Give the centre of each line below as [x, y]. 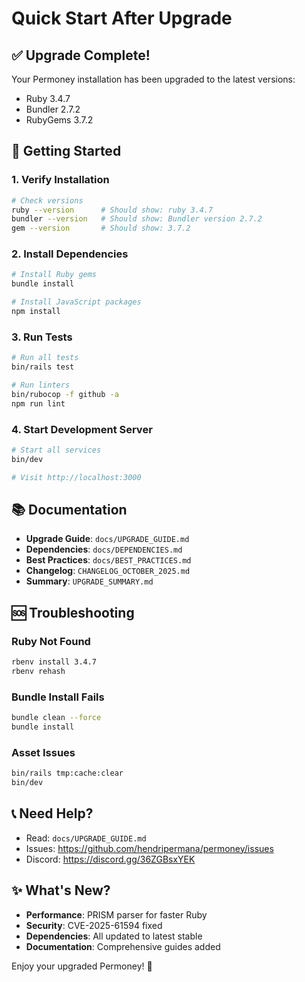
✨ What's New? [61, 890]
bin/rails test [43, 367]
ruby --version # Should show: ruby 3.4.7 [112, 210]
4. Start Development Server [82, 429]
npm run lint [38, 403]
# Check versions [47, 200]
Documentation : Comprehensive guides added [123, 946]
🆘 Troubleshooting [73, 612]
